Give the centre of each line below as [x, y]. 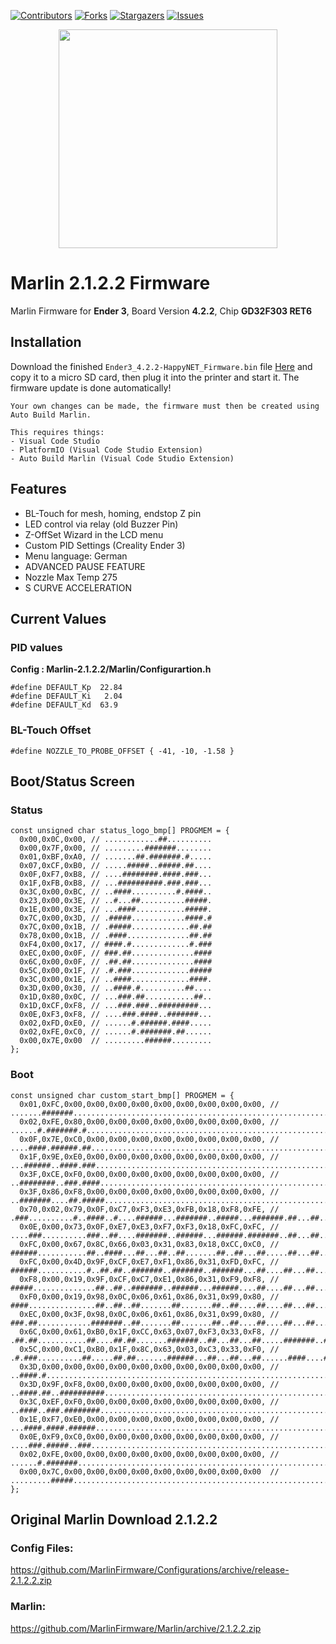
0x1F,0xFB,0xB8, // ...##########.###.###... [116, 883]
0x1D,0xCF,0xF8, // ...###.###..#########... [116, 1006]
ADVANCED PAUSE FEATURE [85, 566]
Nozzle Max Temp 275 [71, 577]
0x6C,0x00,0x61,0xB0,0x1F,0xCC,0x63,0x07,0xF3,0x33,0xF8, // [149, 1331]
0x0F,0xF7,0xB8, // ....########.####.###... [116, 875]
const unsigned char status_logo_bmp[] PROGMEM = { [120, 831]
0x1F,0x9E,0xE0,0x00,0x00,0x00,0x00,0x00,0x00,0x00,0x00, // [149, 1156]
